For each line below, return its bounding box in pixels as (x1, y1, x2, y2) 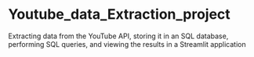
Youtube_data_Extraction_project (8, 5, 231, 23)
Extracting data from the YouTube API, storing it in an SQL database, (8, 31, 229, 41)
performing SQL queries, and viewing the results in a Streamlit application (8, 39, 246, 48)
